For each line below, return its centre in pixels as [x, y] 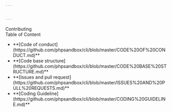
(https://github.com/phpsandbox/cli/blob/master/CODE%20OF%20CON [89, 50]
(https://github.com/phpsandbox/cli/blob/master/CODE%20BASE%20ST [90, 66]
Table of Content [23, 34]
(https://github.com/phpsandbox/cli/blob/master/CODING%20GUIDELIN [89, 99]
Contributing [18, 29]
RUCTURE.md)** [31, 71]
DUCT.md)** [26, 55]
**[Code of [25, 44]
